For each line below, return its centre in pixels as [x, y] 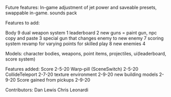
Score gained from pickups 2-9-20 [54, 80]
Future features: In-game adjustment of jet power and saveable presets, [81, 7]
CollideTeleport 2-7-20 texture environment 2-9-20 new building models [82, 74]
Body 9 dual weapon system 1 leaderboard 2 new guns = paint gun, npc [81, 33]
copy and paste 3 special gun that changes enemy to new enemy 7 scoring [84, 38]
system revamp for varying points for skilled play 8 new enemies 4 [76, 44]
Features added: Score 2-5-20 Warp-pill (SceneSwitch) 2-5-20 [72, 69]
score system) [20, 59]
